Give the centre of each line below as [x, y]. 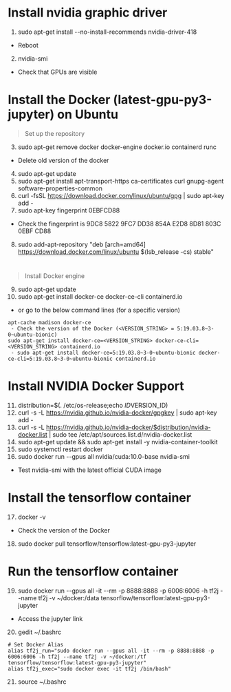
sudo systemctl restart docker [60, 449]
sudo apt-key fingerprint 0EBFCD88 [69, 210]
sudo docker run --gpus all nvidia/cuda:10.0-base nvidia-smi [103, 456]
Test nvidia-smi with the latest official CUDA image [90, 470]
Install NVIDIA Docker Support [96, 386]
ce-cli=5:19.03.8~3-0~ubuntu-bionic [60, 359]
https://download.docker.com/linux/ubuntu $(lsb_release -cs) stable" [115, 251]
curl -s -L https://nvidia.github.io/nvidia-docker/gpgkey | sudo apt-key [117, 413]
